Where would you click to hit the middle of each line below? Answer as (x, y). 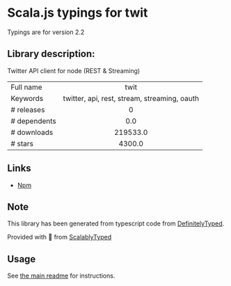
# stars (22, 143)
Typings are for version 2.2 (46, 32)
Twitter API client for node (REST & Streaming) (74, 70)
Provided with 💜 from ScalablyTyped (59, 237)
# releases (28, 109)
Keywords (27, 98)
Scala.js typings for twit (78, 13)
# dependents (34, 121)
